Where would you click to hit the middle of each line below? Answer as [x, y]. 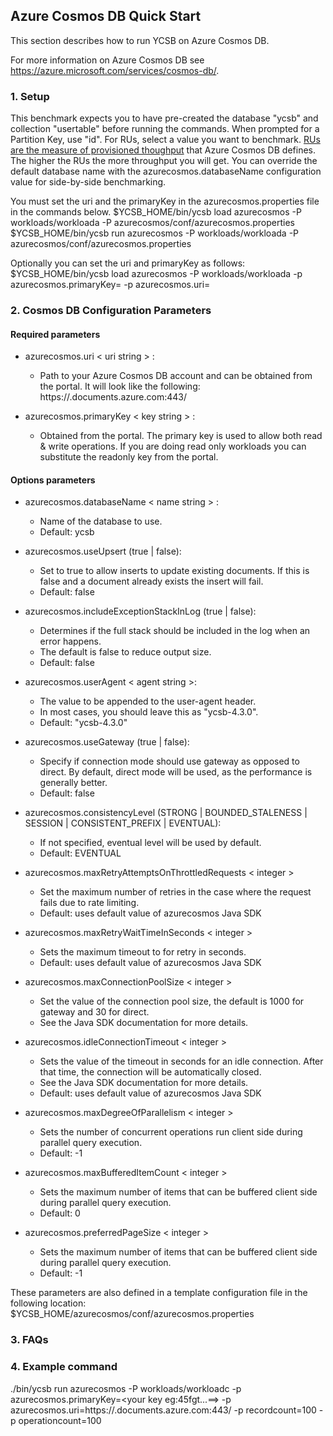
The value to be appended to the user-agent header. [148, 701]
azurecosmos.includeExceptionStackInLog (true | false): [140, 611]
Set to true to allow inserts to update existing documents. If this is [174, 571]
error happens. [70, 641]
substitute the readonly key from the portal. [129, 457]
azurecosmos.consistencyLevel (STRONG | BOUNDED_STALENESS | [166, 813]
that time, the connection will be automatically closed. [150, 1072]
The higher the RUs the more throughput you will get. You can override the [164, 161]
